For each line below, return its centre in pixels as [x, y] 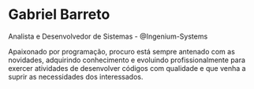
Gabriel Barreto [59, 15]
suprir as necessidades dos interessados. [76, 76]
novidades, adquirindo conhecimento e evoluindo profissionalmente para [127, 60]
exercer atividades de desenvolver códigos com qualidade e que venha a [127, 68]
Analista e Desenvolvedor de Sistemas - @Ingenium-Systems [108, 36]
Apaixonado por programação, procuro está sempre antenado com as [121, 51]
